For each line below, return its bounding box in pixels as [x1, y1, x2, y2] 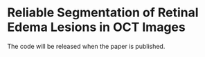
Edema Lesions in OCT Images [7, 19, 186, 35]
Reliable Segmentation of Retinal [7, 5, 199, 21]
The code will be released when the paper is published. [7, 42, 166, 50]
